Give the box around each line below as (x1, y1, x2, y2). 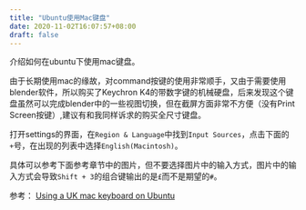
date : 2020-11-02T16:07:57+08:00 (9, 22, 137, 31)
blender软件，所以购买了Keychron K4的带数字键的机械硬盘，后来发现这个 (9, 87, 287, 98)
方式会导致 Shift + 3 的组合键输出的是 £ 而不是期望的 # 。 (16, 171, 222, 182)
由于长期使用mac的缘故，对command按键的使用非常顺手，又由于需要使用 (9, 75, 287, 86)
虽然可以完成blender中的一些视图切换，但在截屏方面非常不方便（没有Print (16, 98, 295, 109)
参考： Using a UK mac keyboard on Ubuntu (9, 190, 176, 201)
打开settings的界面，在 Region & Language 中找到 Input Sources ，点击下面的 (9, 129, 290, 140)
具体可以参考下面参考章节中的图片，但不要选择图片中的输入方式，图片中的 (9, 160, 289, 171)
